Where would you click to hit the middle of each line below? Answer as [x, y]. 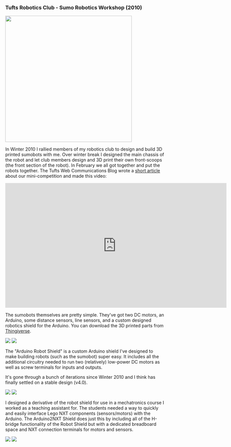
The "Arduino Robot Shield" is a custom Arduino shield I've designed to [79, 351]
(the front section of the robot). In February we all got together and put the [83, 165]
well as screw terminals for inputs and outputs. [54, 367]
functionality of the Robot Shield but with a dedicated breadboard [88, 424]
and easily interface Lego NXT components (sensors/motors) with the [78, 414]
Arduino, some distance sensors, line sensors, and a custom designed [78, 320]
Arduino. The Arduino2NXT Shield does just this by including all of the [78, 419]
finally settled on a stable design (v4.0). [47, 382]
